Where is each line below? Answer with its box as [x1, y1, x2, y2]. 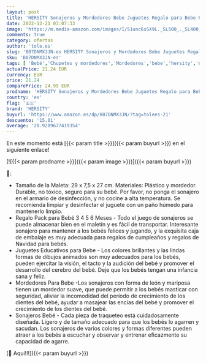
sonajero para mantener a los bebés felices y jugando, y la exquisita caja [15, 227, 199, 234]
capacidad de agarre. [15, 338, 70, 345]
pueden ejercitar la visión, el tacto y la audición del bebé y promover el [15, 260, 194, 267]
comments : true [6, 32, 45, 38]
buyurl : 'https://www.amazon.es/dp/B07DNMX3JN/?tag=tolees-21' [6, 111, 172, 118]
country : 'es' [6, 94, 43, 100]
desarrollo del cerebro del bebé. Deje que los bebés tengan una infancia [15, 266, 198, 274]
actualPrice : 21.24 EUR [6, 65, 67, 72]
